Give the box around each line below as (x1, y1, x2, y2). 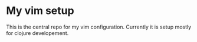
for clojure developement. (6, 29, 69, 36)
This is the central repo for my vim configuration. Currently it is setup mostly (6, 23, 192, 30)
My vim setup (6, 4, 75, 17)
